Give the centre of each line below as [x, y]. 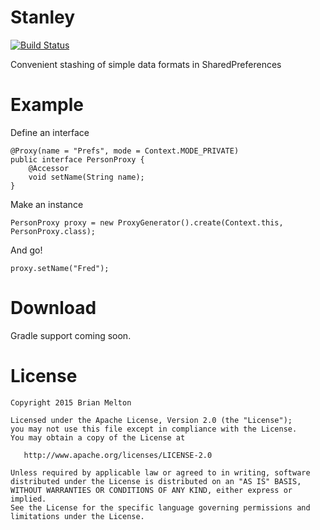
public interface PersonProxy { [77, 159]
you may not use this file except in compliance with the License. [154, 429]
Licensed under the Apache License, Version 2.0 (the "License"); [151, 420]
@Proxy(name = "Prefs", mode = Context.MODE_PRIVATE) [125, 151]
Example [47, 105]
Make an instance [47, 204]
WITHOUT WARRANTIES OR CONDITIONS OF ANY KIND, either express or [151, 490]
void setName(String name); [86, 177]
